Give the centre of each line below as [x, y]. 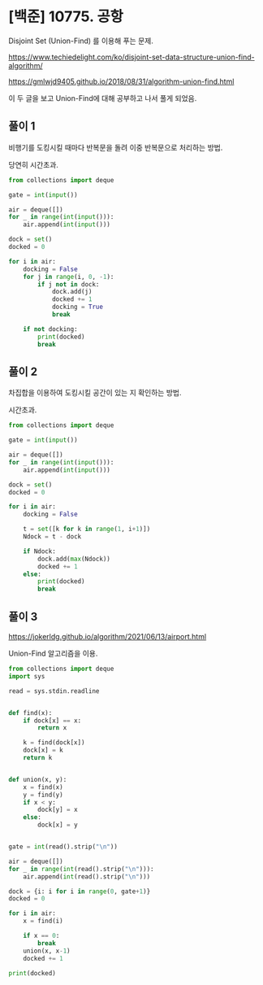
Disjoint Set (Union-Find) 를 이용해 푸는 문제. [81, 41]
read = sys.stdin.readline [54, 691]
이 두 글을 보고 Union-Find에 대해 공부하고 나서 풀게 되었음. [103, 98]
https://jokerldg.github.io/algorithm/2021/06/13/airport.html [108, 636]
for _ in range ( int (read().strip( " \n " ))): [81, 869]
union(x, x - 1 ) [47, 951]
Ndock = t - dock [52, 537]
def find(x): [30, 713]
